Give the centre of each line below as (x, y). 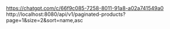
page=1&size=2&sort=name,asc (45, 20)
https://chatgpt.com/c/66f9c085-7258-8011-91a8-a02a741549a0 (85, 8)
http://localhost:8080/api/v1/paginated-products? (66, 14)
